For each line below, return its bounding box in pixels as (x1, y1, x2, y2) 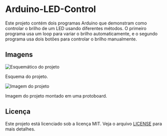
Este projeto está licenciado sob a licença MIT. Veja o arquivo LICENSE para (5, 120, 162, 126)
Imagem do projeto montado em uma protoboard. (5, 92, 107, 98)
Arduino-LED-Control (5, 3, 96, 15)
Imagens (5, 50, 33, 59)
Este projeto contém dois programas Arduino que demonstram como (5, 20, 147, 26)
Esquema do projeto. (5, 73, 49, 79)
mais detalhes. (5, 126, 36, 132)
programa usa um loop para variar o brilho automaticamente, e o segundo (5, 30, 158, 36)
